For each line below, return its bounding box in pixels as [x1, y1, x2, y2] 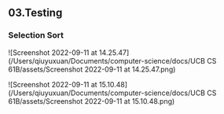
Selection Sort [8, 30, 64, 41]
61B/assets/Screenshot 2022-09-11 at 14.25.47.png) [8, 64, 176, 74]
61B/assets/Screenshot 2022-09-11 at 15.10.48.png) [8, 96, 175, 105]
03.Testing [8, 6, 63, 20]
